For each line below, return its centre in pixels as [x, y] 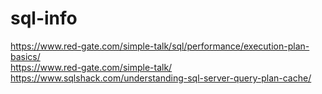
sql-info [44, 18]
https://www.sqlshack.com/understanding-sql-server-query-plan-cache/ [161, 78]
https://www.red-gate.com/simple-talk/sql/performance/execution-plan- [160, 46]
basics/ [25, 56]
